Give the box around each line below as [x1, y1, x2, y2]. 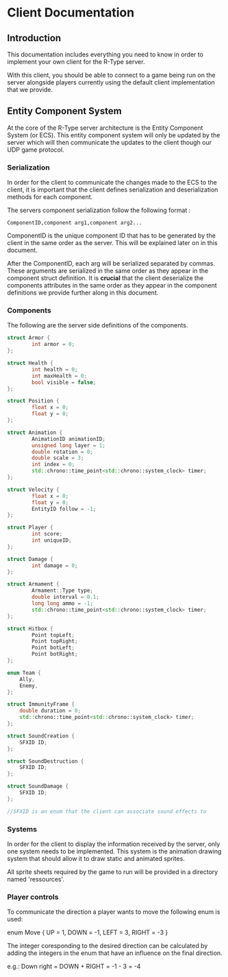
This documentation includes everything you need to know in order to [7, 50, 204, 58]
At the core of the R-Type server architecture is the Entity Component [7, 124, 203, 132]
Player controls [7, 892, 59, 901]
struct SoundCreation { [7, 733, 75, 739]
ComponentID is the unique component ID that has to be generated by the [7, 231, 216, 240]
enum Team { [7, 669, 41, 676]
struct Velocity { [7, 486, 60, 493]
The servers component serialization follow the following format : [7, 206, 191, 214]
